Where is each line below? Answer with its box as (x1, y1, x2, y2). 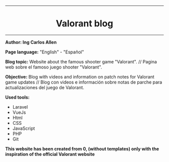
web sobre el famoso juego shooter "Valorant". (5, 64, 102, 70)
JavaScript (12, 125, 35, 131)
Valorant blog (56, 18, 113, 29)
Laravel (12, 104, 28, 110)
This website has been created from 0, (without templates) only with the (5, 145, 159, 151)
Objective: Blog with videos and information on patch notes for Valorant (5, 73, 154, 79)
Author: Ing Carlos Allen (5, 39, 57, 45)
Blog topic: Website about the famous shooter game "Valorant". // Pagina (5, 58, 157, 64)
